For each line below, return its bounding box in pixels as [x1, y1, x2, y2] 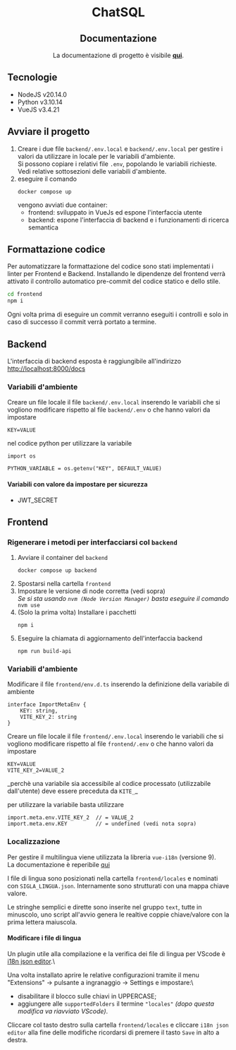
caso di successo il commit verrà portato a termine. [7, 318, 157, 326]
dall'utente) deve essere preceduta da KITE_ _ [7, 787, 139, 795]
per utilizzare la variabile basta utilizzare [7, 801, 125, 809]
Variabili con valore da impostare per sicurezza [7, 479, 148, 488]
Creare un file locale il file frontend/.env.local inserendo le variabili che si [7, 732, 224, 741]
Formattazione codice [7, 244, 106, 256]
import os [7, 453, 37, 460]
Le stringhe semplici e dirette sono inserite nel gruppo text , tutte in [7, 902, 202, 911]
